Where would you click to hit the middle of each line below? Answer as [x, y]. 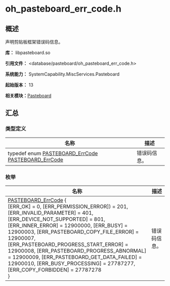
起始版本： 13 [19, 85]
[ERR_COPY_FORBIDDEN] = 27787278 [55, 270]
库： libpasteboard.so [28, 53]
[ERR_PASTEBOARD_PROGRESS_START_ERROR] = [68, 244]
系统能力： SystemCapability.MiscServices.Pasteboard [62, 74]
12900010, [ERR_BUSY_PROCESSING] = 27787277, [72, 263]
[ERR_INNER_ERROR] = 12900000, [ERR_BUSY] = [68, 225]
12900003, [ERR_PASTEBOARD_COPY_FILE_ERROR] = [73, 232]
